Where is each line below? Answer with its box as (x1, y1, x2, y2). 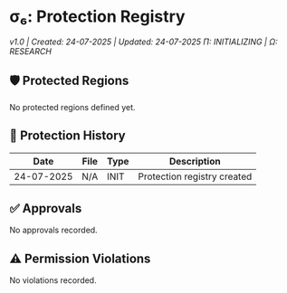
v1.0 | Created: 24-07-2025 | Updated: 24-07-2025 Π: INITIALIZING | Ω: (9, 36, 278, 47)
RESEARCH (9, 45, 53, 56)
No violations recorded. (9, 275, 97, 286)
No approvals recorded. (9, 224, 98, 236)
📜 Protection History (9, 128, 126, 144)
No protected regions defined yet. (9, 101, 136, 112)
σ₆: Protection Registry (9, 6, 186, 27)
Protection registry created (138, 170, 253, 183)
